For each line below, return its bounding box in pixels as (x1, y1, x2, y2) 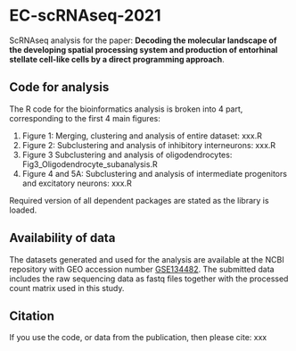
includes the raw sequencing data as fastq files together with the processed (9, 273, 289, 284)
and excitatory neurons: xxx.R (21, 178, 132, 188)
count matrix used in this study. (9, 282, 125, 293)
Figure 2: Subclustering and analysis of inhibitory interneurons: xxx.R (21, 139, 276, 150)
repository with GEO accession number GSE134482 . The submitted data (9, 263, 275, 274)
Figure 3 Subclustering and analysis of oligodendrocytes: (21, 149, 233, 160)
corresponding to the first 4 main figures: (9, 113, 160, 123)
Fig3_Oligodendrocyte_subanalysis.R (21, 158, 158, 170)
